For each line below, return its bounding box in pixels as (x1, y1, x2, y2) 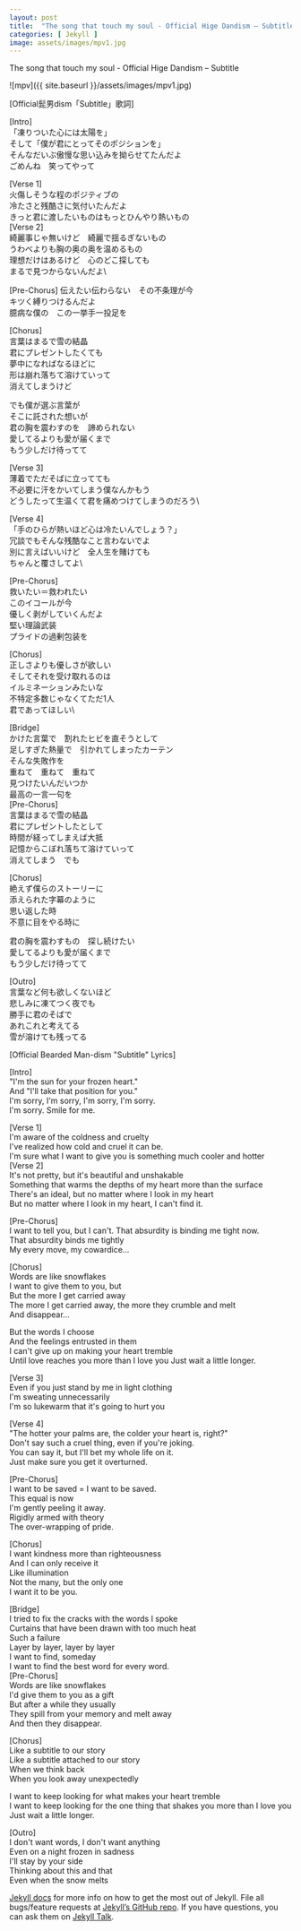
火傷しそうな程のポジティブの (9, 189, 119, 200)
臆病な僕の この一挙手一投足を (9, 307, 127, 318)
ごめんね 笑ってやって (9, 160, 96, 171)
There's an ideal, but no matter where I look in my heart (9, 1189, 214, 1200)
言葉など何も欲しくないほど (9, 987, 112, 997)
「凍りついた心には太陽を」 (9, 127, 112, 138)
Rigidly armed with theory (9, 1512, 105, 1523)
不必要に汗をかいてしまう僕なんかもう (9, 485, 150, 496)
